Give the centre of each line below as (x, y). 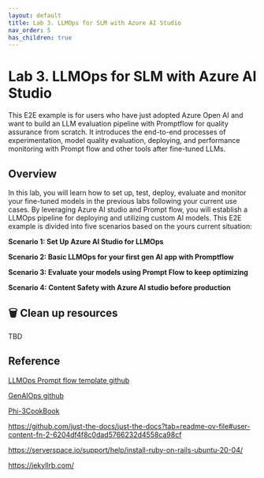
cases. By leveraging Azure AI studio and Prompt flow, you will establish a (128, 209)
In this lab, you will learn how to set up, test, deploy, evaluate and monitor (127, 193)
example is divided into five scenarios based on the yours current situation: (130, 226)
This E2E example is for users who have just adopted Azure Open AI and (126, 115)
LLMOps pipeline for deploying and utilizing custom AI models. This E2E (125, 218)
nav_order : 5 (30, 30)
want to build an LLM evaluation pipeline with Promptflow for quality (118, 124)
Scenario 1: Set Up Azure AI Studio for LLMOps (86, 241)
